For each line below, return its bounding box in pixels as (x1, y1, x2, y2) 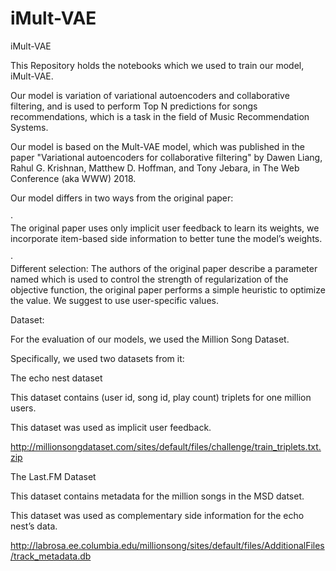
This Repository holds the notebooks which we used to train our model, (10, 59, 305, 71)
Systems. (10, 121, 49, 133)
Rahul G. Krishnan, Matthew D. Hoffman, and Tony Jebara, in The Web (10, 162, 300, 174)
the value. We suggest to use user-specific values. (10, 294, 219, 306)
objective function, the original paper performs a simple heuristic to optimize (10, 283, 326, 296)
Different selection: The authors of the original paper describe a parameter (10, 262, 318, 274)
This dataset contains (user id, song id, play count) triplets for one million (10, 391, 312, 403)
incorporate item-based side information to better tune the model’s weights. (10, 232, 323, 244)
